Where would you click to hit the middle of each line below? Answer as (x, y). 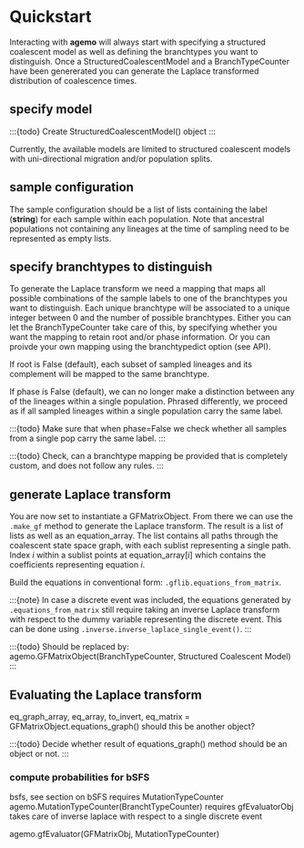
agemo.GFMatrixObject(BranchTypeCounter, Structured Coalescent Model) (150, 657)
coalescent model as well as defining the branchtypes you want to (134, 51)
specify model (51, 110)
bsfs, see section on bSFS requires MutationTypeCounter (117, 797)
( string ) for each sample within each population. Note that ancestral (137, 219)
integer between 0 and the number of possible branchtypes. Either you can (150, 318)
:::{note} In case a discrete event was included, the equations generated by (150, 600)
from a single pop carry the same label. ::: (88, 438)
